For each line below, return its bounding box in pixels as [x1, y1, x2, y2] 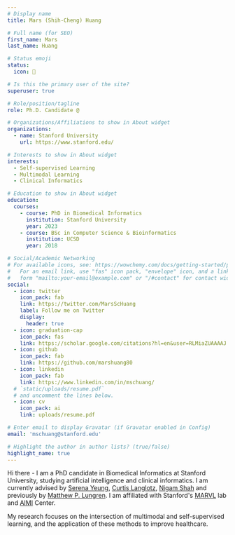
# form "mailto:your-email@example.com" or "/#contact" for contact [7, 274, 218, 281]
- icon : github [13, 346, 58, 353]
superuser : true [7, 87, 55, 95]
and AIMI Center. [7, 499, 56, 507]
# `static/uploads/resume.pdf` [13, 385, 105, 393]
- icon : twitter [13, 287, 61, 294]
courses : [13, 203, 39, 210]
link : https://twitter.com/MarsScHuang [20, 301, 136, 308]
